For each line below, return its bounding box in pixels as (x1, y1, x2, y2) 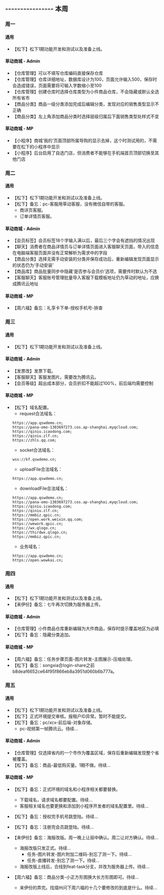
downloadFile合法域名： (19, 485, 69, 491)
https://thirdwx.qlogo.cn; (12, 530, 68, 535)
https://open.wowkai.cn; (12, 558, 64, 563)
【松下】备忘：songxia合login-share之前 (12, 662, 95, 668)
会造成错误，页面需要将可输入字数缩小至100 (12, 82, 102, 88)
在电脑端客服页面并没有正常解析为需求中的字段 (12, 250, 107, 256)
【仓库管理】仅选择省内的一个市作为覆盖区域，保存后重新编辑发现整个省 (12, 750, 159, 755)
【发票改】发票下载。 (12, 368, 56, 374)
